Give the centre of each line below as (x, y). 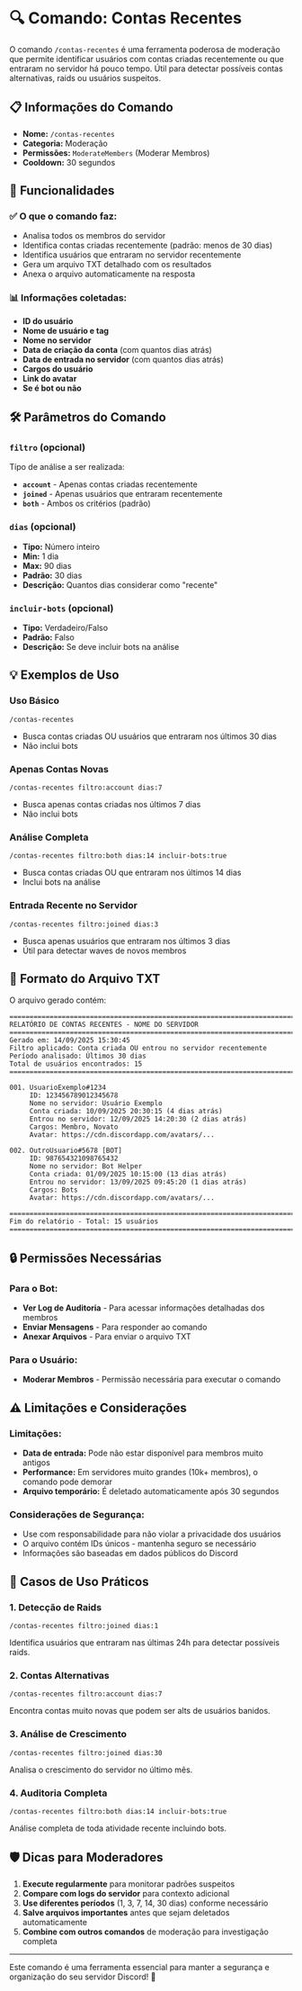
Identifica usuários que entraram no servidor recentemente (132, 255)
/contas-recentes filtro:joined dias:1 (84, 1626)
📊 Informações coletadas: (68, 298)
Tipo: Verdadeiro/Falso (65, 628)
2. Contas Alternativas (59, 1675)
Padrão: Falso (48, 637)
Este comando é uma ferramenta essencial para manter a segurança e (139, 1967)
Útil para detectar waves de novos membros (104, 950)
